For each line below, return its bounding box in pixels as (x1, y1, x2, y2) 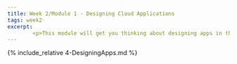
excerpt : (7, 23, 33, 30)
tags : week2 (7, 17, 42, 24)
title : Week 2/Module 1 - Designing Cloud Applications (7, 10, 175, 17)
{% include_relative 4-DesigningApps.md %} (7, 49, 138, 57)
